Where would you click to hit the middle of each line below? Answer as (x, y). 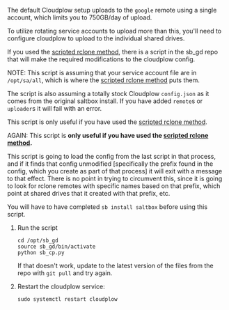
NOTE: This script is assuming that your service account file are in (102, 73)
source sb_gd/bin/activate (56, 247)
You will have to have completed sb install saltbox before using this (107, 207)
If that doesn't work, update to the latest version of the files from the (115, 265)
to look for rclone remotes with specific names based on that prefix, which (114, 186)
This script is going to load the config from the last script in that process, (112, 156)
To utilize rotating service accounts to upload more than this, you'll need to (114, 31)
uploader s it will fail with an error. (55, 108)
